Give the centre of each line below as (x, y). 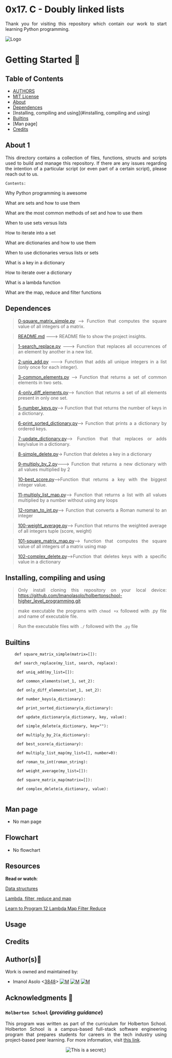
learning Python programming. (38, 29)
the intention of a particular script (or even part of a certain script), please (86, 168)
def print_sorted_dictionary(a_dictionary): (65, 708)
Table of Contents (35, 79)
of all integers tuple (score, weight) (55, 531)
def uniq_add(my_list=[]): (45, 672)
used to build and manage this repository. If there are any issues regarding (86, 163)
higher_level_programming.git (49, 601)
